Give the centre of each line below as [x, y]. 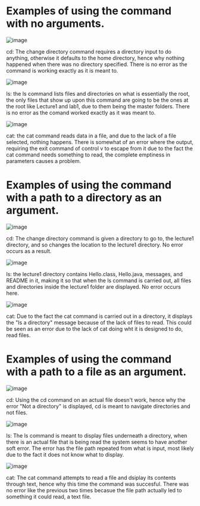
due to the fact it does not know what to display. [65, 454]
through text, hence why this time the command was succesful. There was [98, 484]
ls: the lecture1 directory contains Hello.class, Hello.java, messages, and [95, 274]
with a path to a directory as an [84, 198]
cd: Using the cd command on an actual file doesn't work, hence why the [96, 399]
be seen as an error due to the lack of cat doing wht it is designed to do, [95, 329]
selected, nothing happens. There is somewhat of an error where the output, [100, 142]
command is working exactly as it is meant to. [62, 70]
